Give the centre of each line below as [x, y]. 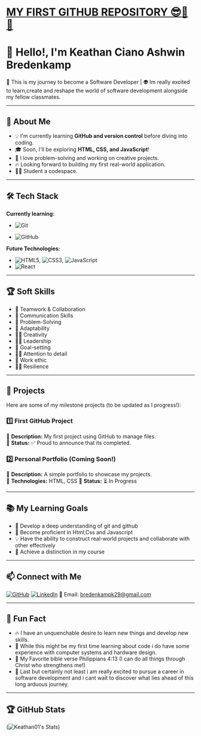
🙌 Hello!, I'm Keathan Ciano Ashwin [96, 52]
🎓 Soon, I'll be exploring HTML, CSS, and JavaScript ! [82, 149]
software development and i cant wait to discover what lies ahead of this [104, 678]
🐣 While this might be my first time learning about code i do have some [102, 646]
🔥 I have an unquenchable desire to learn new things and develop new [101, 633]
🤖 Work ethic [31, 360]
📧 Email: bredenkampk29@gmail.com [105, 594]
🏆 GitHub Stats [36, 709]
